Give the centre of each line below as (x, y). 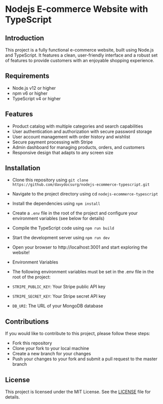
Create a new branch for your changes (52, 354)
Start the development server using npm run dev (61, 238)
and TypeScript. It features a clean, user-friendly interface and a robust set (81, 55)
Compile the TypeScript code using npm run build (63, 228)
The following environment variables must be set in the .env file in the (83, 272)
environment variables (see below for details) (58, 218)
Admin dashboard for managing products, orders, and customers (78, 147)
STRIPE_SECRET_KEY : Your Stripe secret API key (59, 296)
